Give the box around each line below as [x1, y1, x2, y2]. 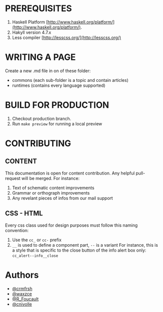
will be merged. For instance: [21, 175, 80, 181]
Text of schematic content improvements [12, 185, 95, 191]
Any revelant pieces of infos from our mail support [12, 195, 113, 201]
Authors [5, 269, 39, 280]
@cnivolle [12, 301, 32, 307]
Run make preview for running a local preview [12, 120, 102, 127]
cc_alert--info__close [12, 253, 58, 258]
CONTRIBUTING [5, 138, 72, 149]
